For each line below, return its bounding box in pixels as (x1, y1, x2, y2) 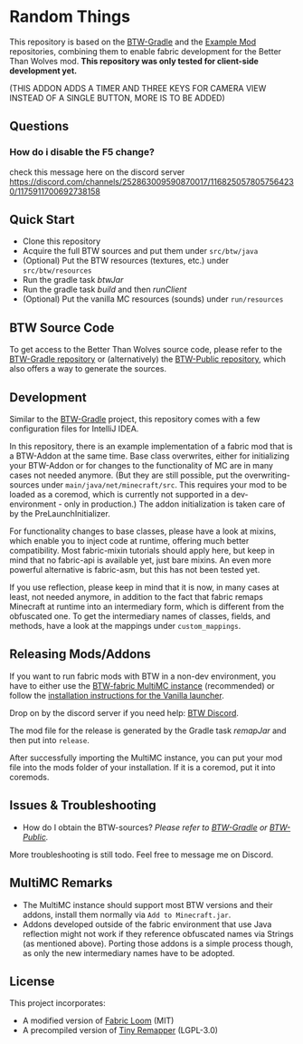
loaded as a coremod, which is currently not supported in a (9, 489, 230, 500)
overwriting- (243, 469, 291, 481)
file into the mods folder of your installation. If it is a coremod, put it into (9, 761, 276, 772)
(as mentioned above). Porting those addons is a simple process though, (22, 938, 294, 949)
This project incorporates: (9, 998, 106, 1009)
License (9, 973, 55, 989)
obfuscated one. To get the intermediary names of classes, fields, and (9, 611, 271, 622)
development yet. (9, 65, 78, 76)
